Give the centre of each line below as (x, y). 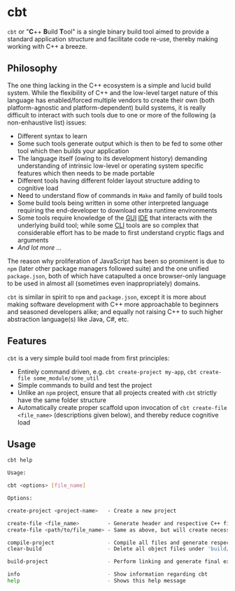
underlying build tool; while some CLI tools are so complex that (108, 225)
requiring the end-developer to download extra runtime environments (117, 210)
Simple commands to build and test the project (85, 385)
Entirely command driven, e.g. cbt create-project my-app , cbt (107, 371)
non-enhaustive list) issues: (47, 122)
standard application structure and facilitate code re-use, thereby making (113, 38)
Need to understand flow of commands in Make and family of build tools (120, 195)
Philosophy (33, 68)
